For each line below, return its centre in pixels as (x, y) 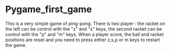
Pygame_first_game (49, 9)
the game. (16, 45)
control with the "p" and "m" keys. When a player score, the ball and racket (84, 34)
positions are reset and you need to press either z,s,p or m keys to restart (83, 40)
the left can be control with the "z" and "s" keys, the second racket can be (84, 29)
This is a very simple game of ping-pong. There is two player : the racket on (85, 23)
